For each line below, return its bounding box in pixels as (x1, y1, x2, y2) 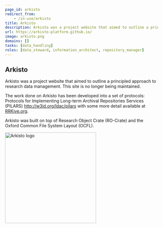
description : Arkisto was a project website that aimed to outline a (5, 25, 149, 30)
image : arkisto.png (5, 34, 45, 39)
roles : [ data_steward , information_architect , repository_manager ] (5, 47, 145, 52)
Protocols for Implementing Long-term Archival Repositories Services (5, 98, 144, 104)
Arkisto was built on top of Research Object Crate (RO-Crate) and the (5, 118, 144, 123)
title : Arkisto (5, 20, 36, 26)
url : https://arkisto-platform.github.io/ (5, 30, 92, 34)
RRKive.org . (5, 108, 29, 114)
